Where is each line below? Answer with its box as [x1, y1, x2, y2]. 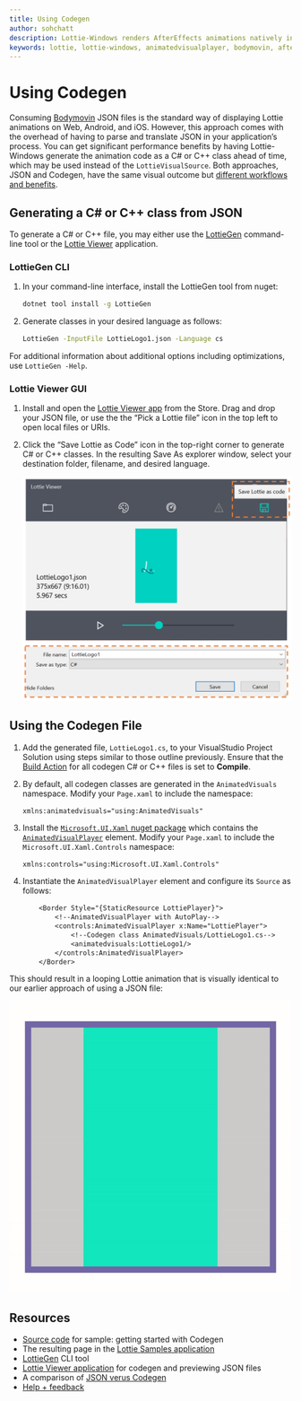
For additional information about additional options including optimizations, [9, 351, 285, 362]
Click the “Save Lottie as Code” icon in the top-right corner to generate [21, 440, 285, 451]
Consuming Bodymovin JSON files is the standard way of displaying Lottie [9, 112, 284, 123]
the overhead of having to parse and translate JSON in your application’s [9, 131, 278, 143]
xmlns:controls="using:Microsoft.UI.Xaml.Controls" [21, 860, 219, 869]
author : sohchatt [9, 23, 74, 33]
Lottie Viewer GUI [9, 382, 88, 395]
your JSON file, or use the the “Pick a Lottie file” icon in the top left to [21, 413, 279, 424]
